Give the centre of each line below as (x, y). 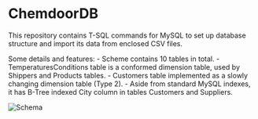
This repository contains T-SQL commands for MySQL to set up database (127, 35)
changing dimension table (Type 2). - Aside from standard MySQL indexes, (129, 84)
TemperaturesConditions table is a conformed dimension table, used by (124, 67)
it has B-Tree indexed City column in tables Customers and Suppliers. (121, 92)
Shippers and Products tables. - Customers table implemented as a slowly (128, 75)
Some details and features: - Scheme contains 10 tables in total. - (114, 59)
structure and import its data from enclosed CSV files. (96, 43)
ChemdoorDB (53, 14)
